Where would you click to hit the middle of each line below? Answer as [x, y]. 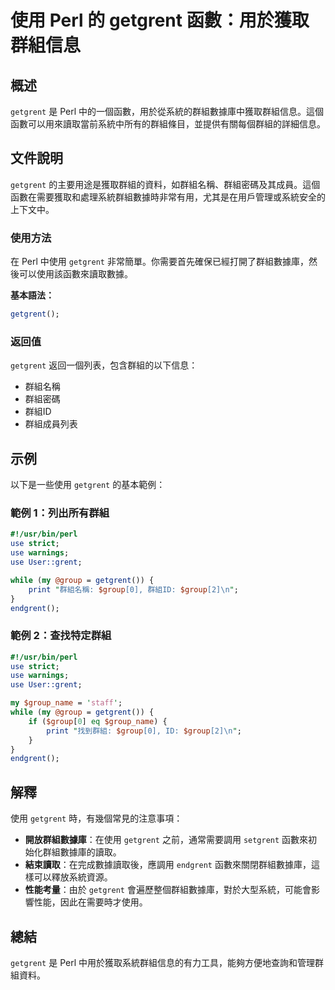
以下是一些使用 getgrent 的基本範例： [88, 485]
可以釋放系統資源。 [73, 877]
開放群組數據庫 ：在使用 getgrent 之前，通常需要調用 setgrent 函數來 [166, 840]
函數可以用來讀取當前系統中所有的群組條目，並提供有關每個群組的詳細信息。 [168, 124]
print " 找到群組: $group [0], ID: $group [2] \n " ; [144, 731]
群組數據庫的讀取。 [82, 852]
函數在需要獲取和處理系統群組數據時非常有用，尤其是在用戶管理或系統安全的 [168, 197]
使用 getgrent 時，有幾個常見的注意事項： [96, 818]
